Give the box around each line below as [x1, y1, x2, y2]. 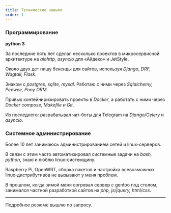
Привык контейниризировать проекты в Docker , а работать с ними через [5, 96, 165, 102]
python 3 [5, 40, 25, 46]
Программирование [5, 29, 59, 36]
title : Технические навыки [5, 7, 63, 13]
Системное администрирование [5, 129, 91, 137]
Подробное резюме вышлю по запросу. [5, 202, 93, 208]
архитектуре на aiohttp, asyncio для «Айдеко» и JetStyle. [5, 56, 129, 62]
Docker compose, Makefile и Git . [5, 101, 74, 108]
